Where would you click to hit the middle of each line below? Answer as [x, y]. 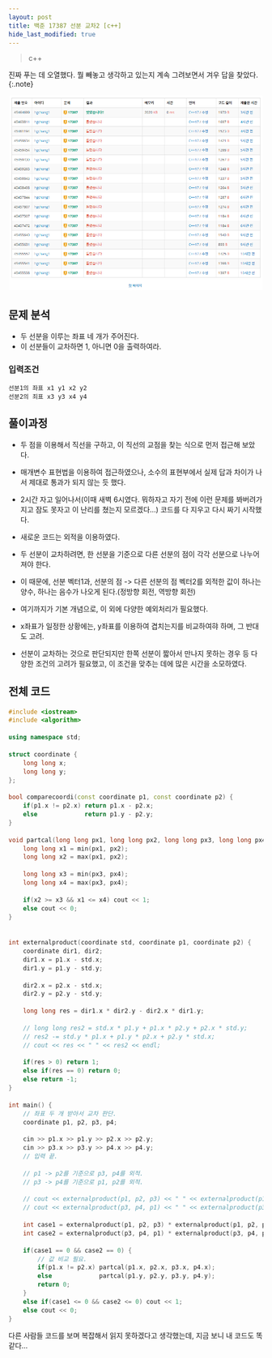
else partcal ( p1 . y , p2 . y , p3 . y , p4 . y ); [127, 1276]
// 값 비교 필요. [62, 1259]
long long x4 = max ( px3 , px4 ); [76, 883]
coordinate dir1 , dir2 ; [63, 951]
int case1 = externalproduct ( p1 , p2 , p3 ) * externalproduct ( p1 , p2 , [141, 1225]
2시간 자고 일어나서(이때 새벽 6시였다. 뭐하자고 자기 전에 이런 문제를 [127, 499]
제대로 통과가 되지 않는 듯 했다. [77, 482]
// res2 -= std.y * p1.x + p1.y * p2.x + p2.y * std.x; [119, 1037]
